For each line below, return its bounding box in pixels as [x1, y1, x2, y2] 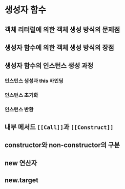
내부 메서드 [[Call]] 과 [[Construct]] [4, 123, 114, 131]
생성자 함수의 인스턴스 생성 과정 [4, 62, 94, 70]
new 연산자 [4, 159, 38, 168]
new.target [4, 176, 39, 184]
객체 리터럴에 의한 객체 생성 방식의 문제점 [4, 25, 120, 34]
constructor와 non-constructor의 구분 [4, 141, 120, 149]
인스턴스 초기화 [4, 92, 39, 99]
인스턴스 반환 [4, 106, 34, 113]
